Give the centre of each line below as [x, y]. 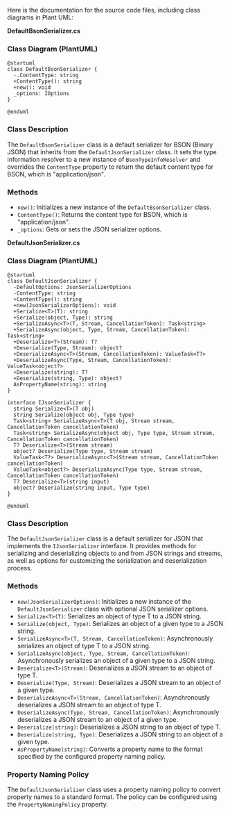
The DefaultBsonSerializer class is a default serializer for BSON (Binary [110, 145]
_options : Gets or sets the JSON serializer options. [89, 229]
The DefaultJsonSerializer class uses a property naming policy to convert [114, 790]
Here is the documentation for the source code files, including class [104, 10]
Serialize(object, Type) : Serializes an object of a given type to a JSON [120, 623]
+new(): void [32, 88]
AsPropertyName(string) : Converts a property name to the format [110, 749]
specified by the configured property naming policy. [91, 756]
